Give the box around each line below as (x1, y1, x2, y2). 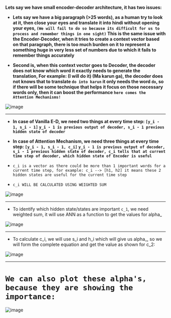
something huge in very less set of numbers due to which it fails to (12, 47, 156, 53)
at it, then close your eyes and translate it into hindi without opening (12, 20, 160, 26)
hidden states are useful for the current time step (12, 172, 127, 177)
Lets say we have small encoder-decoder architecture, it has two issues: (5, 5, 162, 10)
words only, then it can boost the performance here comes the (12, 89, 146, 95)
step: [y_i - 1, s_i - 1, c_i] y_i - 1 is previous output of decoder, (12, 144, 165, 150)
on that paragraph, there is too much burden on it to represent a (12, 41, 150, 48)
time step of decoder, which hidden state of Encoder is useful (12, 153, 152, 158)
